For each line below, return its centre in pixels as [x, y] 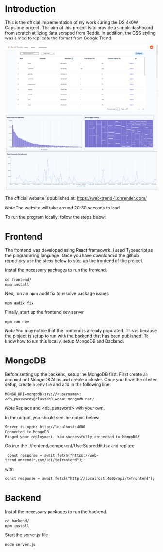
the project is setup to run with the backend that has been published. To [77, 336]
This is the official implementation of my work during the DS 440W [72, 22]
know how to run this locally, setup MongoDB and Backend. [65, 341]
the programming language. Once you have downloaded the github [72, 256]
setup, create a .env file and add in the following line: [58, 384]
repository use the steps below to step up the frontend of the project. [74, 261]
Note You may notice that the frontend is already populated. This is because [81, 331]
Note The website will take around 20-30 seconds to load [63, 208]
